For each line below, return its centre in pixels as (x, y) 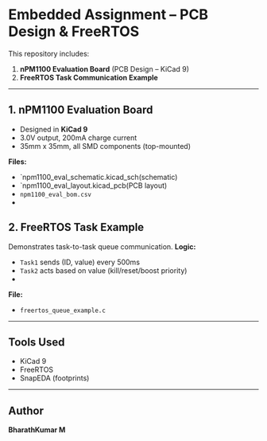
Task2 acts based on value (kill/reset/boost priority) (103, 270)
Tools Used (37, 342)
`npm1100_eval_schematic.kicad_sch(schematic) (99, 177)
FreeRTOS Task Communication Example (89, 77)
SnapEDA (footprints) (54, 378)
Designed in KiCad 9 (54, 129)
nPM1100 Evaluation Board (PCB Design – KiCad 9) (104, 68)
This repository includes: (49, 53)
